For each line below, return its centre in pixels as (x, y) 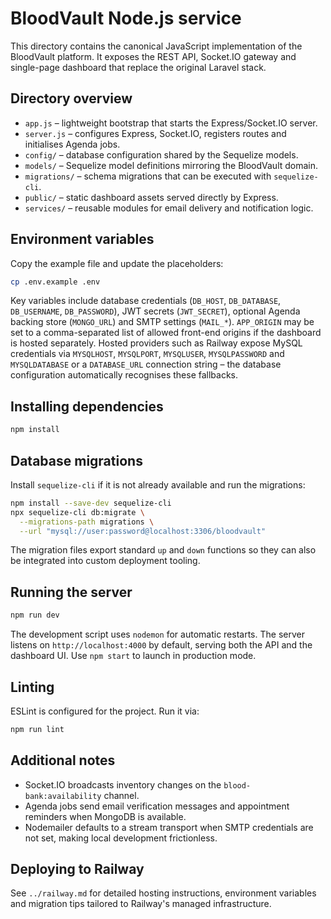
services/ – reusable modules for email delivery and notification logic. (169, 208)
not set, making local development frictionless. (121, 838)
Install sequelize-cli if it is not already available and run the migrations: (158, 484)
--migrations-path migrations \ (87, 522)
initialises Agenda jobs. (72, 144)
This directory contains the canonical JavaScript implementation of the (156, 46)
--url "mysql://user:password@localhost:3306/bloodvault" (143, 531)
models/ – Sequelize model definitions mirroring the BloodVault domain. (171, 165)
